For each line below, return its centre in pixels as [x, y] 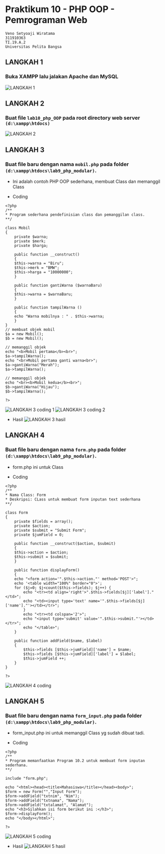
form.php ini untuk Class [38, 467]
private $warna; [31, 237]
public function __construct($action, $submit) [65, 543]
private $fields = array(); [44, 521]
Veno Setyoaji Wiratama [30, 33]
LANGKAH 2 [25, 104]
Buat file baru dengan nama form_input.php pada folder [74, 716]
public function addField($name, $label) [58, 641]
